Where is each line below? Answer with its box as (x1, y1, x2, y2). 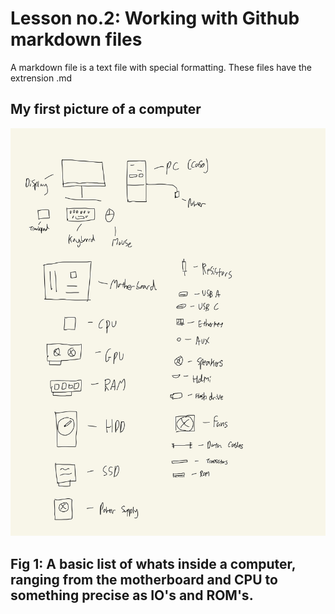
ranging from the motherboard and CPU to (10, 571, 278, 588)
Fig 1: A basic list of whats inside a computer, (10, 555, 297, 572)
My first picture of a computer (10, 101, 202, 118)
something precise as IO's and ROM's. (10, 587, 254, 604)
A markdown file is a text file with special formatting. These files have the (10, 61, 312, 73)
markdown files (10, 28, 143, 51)
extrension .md (10, 72, 73, 84)
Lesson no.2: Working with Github (10, 7, 300, 30)
